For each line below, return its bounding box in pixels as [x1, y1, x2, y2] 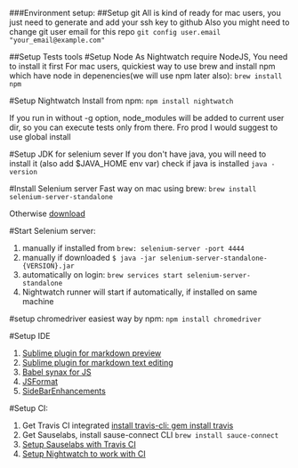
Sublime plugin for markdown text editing [21, 358, 173, 367]
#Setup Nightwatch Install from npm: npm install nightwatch [9, 95, 234, 106]
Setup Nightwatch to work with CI [21, 448, 146, 459]
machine [21, 296, 55, 306]
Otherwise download [9, 208, 86, 219]
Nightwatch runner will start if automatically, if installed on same [21, 286, 258, 297]
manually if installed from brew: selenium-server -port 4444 [21, 243, 245, 253]
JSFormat [21, 376, 59, 386]
